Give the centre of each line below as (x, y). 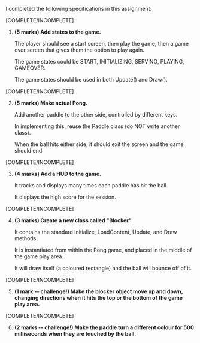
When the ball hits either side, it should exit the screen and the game (99, 144)
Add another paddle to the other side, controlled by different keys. (96, 114)
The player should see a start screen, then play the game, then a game (101, 44)
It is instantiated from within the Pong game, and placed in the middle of (103, 250)
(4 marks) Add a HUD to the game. (58, 174)
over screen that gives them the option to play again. (79, 50)
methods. (26, 238)
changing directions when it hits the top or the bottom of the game (99, 298)
